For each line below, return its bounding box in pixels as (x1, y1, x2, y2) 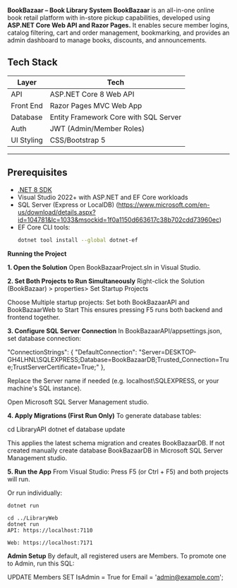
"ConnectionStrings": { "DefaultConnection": (7, 347, 138, 356)
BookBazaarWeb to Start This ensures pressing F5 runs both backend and (7, 305, 223, 313)
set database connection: (7, 334, 81, 342)
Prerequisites (7, 167, 68, 179)
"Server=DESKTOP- (138, 347, 197, 356)
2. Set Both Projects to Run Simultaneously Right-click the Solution (7, 277, 205, 285)
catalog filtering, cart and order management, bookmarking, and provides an (7, 28, 230, 37)
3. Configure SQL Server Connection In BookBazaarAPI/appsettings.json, (7, 326, 222, 335)
